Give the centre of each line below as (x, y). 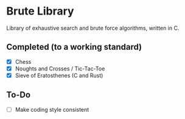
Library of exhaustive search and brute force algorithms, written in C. (93, 28)
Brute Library (40, 11)
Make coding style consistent (52, 109)
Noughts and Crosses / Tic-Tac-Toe (60, 69)
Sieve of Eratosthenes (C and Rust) (59, 75)
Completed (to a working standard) (74, 47)
